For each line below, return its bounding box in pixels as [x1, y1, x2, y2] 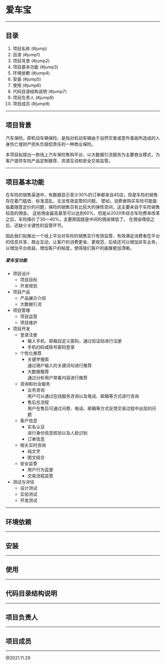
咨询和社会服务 [20, 381, 50, 387]
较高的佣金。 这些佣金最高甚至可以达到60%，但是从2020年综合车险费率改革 [5, 210, 160, 216]
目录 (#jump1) [12, 51, 41, 57]
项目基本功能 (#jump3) [12, 64, 58, 70]
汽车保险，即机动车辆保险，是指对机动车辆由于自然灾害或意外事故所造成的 [5, 135, 156, 141]
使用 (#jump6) [12, 82, 41, 88]
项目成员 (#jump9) [12, 101, 50, 106]
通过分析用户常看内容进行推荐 [27, 375, 88, 381]
